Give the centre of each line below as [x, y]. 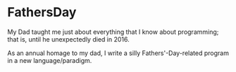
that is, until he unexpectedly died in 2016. [68, 39]
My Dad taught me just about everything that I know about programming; [113, 32]
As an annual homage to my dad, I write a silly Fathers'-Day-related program [118, 53]
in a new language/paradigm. [50, 60]
